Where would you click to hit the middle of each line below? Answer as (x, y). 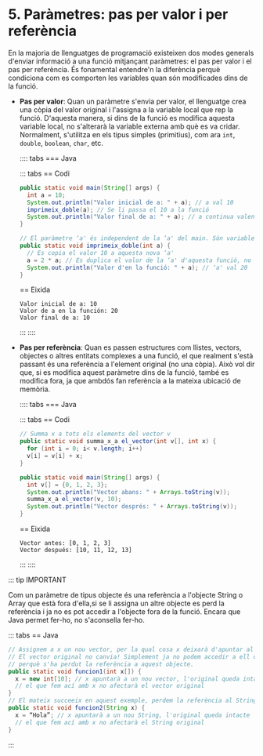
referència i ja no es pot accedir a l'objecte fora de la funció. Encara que (124, 612)
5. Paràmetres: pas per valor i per (118, 15)
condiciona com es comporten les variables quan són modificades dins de (128, 78)
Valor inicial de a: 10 (58, 304)
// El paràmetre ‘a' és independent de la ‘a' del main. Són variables (139, 238)
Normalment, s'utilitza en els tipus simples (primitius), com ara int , (127, 134)
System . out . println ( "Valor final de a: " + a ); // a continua (130, 217)
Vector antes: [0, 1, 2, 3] (65, 543)
